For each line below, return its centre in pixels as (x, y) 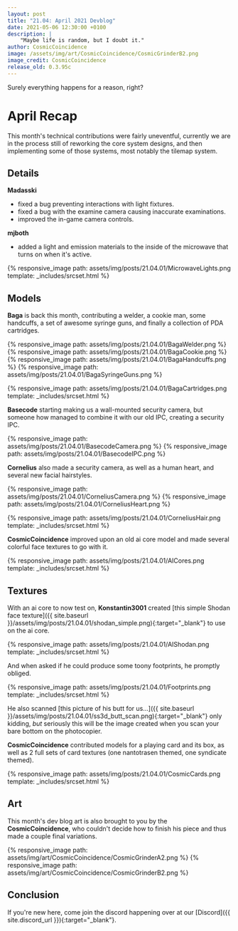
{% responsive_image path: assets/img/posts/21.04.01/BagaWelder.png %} (117, 344)
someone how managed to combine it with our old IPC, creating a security (116, 417)
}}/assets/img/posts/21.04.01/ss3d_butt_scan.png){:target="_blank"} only (115, 716)
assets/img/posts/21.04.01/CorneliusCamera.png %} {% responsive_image (117, 496)
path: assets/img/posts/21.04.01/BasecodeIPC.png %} (86, 454)
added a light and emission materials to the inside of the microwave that (123, 247)
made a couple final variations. (52, 836)
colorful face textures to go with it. (58, 547)
